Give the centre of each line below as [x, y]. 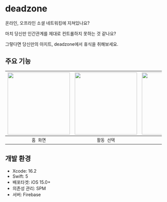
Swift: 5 [20, 176]
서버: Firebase [27, 195]
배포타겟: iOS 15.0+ [31, 182]
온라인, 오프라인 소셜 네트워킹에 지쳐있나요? [47, 23]
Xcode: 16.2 [24, 171]
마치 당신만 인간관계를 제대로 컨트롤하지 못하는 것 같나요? [61, 33]
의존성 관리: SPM [29, 188]
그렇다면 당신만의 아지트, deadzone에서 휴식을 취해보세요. [62, 44]
